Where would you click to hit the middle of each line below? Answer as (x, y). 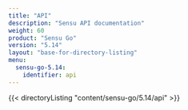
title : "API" (30, 16)
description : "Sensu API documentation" (77, 23)
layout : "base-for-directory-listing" (73, 53)
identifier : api (50, 75)
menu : (17, 61)
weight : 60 (26, 30)
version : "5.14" (35, 45)
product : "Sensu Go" (43, 38)
